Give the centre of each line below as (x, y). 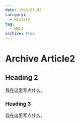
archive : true (20, 34)
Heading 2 (22, 78)
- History (20, 19)
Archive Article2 (40, 59)
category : (16, 15)
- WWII (17, 29)
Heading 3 (18, 104)
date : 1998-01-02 (23, 10)
